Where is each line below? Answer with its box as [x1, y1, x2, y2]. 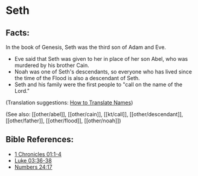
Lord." [14, 87, 30, 94]
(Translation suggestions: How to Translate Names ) [5, 99, 133, 106]
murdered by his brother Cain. [14, 61, 89, 69]
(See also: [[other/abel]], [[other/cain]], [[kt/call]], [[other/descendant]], [5, 111, 184, 118]
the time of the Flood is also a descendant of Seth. [14, 75, 140, 81]
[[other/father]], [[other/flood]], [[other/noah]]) [5, 117, 121, 124]
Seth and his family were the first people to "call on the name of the [14, 81, 182, 88]
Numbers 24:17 [14, 163, 53, 171]
